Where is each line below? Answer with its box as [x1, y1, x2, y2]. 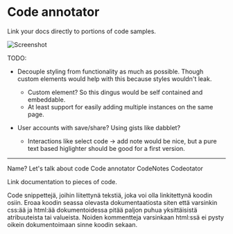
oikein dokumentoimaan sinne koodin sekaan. [7, 220, 137, 228]
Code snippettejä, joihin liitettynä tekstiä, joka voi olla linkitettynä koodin [7, 191, 213, 199]
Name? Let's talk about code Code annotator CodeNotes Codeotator [7, 164, 203, 172]
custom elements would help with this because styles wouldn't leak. [17, 74, 212, 83]
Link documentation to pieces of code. [7, 177, 118, 186]
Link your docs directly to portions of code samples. [7, 27, 156, 35]
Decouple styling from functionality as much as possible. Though [17, 67, 204, 75]
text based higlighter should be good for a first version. [27, 144, 185, 152]
